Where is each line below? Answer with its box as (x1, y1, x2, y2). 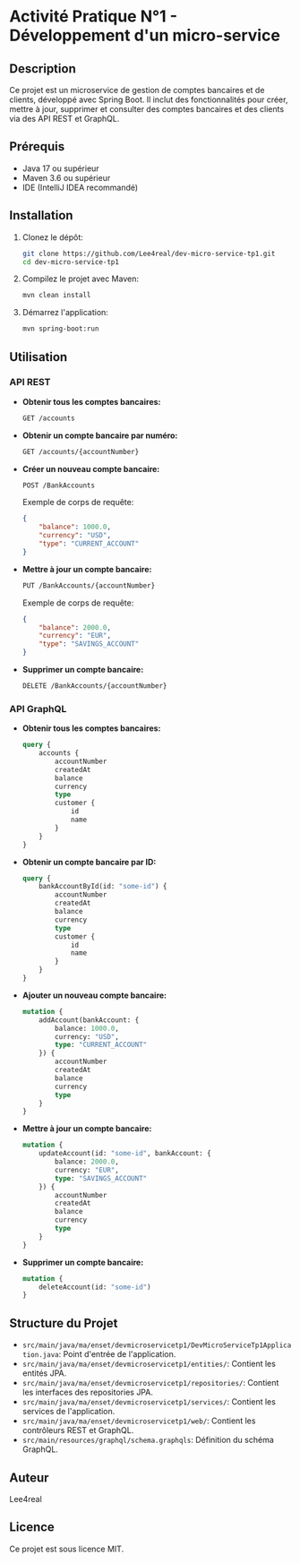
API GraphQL (9, 702, 67, 715)
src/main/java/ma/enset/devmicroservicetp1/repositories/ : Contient (21, 1378, 279, 1388)
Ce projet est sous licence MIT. (9, 1543, 124, 1554)
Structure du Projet (9, 1315, 118, 1331)
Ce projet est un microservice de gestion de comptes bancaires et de (9, 85, 265, 95)
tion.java (21, 1351, 60, 1360)
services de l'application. (21, 1406, 116, 1417)
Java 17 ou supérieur (21, 163, 100, 174)
